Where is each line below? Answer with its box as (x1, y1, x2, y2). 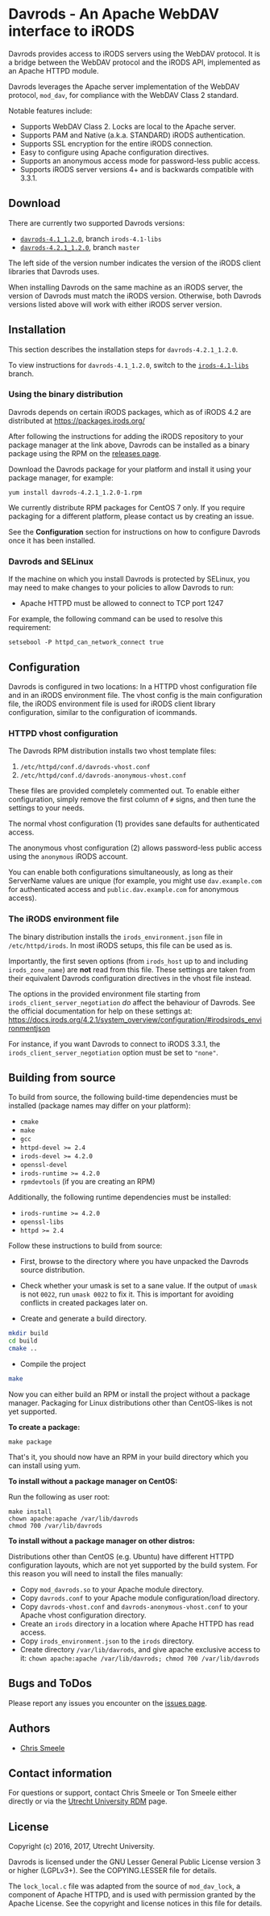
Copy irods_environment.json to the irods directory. (19, 1635, 195, 1646)
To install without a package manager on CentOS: (8, 1476, 178, 1486)
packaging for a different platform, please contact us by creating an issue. (8, 511, 255, 521)
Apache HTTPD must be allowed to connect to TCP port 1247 (19, 598, 224, 608)
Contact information (8, 1766, 113, 1780)
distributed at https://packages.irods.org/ (8, 416, 145, 425)
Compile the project (19, 1360, 86, 1368)
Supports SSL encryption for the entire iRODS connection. (19, 138, 214, 148)
